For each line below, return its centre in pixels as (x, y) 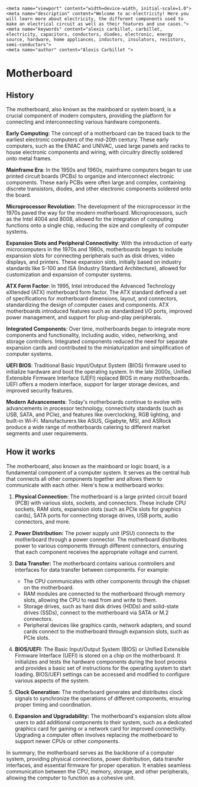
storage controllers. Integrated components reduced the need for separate (97, 341)
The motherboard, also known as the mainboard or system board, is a (91, 109)
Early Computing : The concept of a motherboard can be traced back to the (98, 133)
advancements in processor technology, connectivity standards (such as (95, 408)
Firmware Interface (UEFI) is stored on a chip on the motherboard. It (97, 655)
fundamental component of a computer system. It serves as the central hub (98, 472)
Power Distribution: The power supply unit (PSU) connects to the (95, 533)
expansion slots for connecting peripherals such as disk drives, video (91, 255)
